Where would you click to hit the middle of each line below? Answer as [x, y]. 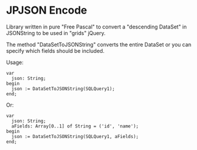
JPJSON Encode [47, 10]
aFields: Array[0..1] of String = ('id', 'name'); [75, 126]
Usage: [15, 62]
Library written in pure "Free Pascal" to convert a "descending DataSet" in [97, 27]
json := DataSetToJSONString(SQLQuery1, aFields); [75, 136]
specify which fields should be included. [55, 50]
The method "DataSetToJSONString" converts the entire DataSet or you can [99, 44]
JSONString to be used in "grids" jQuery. [56, 33]
